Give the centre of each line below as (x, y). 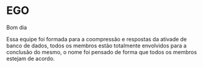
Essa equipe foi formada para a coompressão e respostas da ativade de (97, 39)
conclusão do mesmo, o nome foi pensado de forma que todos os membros (101, 52)
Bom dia (17, 27)
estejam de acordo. (30, 58)
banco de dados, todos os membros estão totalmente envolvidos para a (97, 46)
